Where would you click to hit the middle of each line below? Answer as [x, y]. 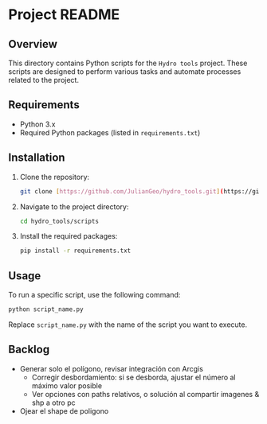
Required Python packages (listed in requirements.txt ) [110, 132]
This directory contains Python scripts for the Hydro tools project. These [128, 63]
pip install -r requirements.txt [75, 251]
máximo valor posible [67, 385]
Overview [33, 44]
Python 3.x [37, 124]
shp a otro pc [53, 403]
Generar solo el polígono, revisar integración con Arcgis [111, 368]
